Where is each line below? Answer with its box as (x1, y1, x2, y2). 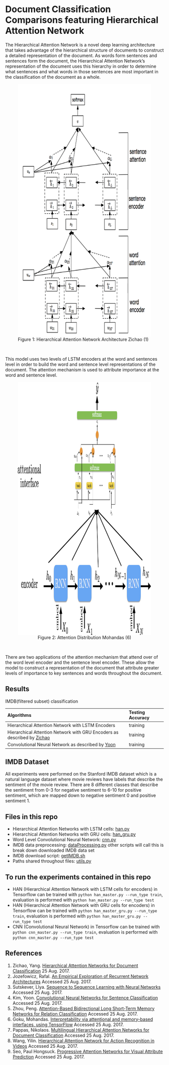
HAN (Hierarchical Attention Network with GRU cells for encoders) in (12, 902, 155, 908)
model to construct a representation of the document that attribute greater (5, 664, 159, 670)
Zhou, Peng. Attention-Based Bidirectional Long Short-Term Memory (12, 1005, 155, 1011)
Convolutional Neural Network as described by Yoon (7, 742, 116, 747)
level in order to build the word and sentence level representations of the (5, 361, 156, 367)
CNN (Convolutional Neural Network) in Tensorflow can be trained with (12, 924, 160, 930)
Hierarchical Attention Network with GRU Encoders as (7, 729, 119, 735)
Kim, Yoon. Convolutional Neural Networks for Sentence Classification (12, 994, 158, 1001)
